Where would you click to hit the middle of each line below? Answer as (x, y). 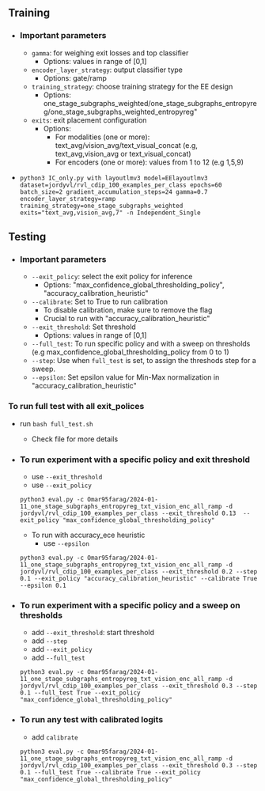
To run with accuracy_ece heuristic (88, 535)
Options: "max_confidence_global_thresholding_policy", (134, 285)
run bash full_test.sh (56, 423)
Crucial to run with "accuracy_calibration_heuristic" (127, 319)
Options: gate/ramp (75, 78)
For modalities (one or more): (102, 137)
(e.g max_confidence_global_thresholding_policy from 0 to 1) (130, 352)
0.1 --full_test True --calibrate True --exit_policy (110, 772)
